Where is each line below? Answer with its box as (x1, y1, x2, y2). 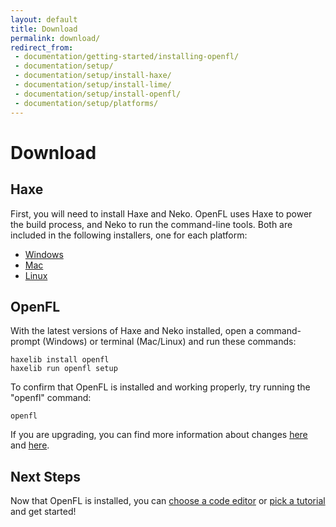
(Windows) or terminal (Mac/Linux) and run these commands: (42, 336, 297, 348)
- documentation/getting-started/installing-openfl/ (14, 52, 240, 62)
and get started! (10, 506, 77, 518)
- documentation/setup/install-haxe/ (14, 71, 172, 81)
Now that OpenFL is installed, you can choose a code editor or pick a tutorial (10, 495, 326, 507)
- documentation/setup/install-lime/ (14, 80, 172, 90)
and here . (10, 439, 50, 451)
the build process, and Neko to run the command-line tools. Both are (10, 218, 293, 230)
